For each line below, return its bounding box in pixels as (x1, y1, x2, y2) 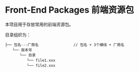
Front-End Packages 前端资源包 (5, 4, 134, 16)
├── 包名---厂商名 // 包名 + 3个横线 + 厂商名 (5, 42, 124, 47)
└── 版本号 (12, 47, 33, 53)
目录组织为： (5, 32, 31, 37)
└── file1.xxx (26, 58, 56, 63)
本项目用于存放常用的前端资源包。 (5, 21, 74, 27)
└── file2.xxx (26, 63, 56, 68)
